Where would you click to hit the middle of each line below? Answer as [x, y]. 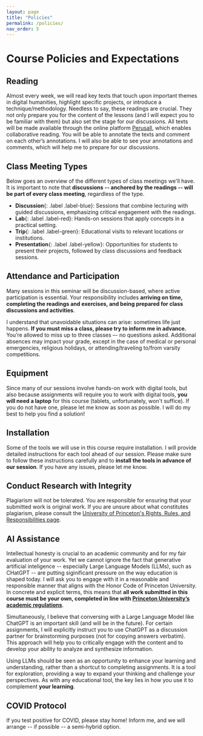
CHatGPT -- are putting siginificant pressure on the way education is [92, 573]
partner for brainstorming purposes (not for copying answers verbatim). [96, 636]
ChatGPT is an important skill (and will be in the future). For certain [89, 623]
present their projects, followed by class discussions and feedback [98, 251]
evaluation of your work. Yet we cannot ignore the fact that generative [94, 560]
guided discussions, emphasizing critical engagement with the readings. [105, 212]
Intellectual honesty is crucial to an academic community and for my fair [96, 553]
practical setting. [36, 225]
